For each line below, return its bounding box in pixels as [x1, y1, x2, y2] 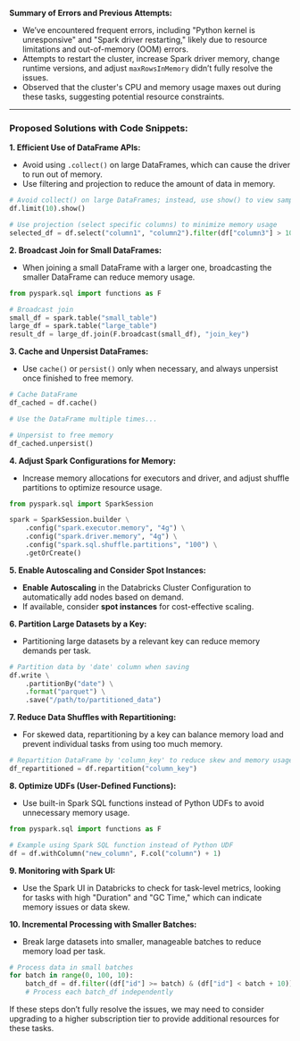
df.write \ [9, 670, 50, 680]
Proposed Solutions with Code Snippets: [9, 122, 189, 134]
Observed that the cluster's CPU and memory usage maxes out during [21, 82, 281, 92]
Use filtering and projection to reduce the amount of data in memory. [21, 179, 276, 189]
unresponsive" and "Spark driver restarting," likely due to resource [21, 35, 268, 45]
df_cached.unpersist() [9, 439, 94, 448]
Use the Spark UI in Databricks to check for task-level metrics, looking [21, 882, 281, 893]
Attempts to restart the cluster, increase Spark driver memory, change [21, 54, 280, 63]
